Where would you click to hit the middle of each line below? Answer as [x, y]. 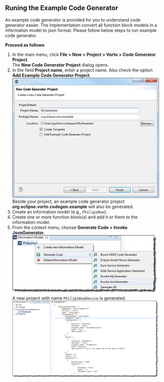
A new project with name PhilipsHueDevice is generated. [69, 298]
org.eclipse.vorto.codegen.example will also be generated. [73, 207]
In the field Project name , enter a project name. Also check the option [82, 70]
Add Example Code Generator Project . [51, 75]
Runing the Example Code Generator [62, 8]
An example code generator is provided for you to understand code [73, 20]
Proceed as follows [25, 45]
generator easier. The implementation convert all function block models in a [81, 25]
